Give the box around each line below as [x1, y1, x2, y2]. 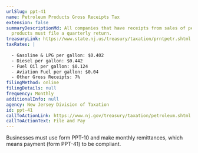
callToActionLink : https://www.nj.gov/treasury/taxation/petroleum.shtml [6, 112, 192, 118]
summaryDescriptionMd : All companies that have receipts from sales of [6, 25, 186, 31]
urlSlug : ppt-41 [6, 8, 46, 15]
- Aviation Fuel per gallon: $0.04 [11, 69, 99, 75]
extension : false [6, 19, 49, 25]
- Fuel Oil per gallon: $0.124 [11, 63, 88, 69]
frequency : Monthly [6, 91, 54, 97]
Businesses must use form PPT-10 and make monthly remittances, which [6, 134, 183, 141]
